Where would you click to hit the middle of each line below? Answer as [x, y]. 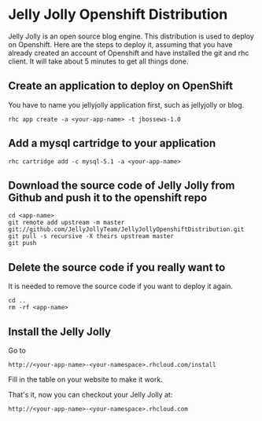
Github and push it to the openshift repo [108, 198]
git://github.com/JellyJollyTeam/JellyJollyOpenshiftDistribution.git [126, 229]
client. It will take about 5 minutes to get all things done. [98, 61]
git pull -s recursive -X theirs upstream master [91, 236]
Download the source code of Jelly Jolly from [122, 185]
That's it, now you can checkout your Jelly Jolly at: [90, 395]
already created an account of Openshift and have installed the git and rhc [129, 53]
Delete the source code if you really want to [117, 267]
